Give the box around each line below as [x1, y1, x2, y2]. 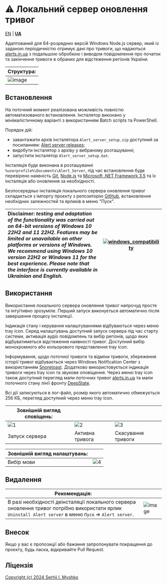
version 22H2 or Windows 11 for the [7, 253, 97, 260]
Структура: [7, 68, 36, 75]
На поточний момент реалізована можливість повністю [5, 106, 124, 113]
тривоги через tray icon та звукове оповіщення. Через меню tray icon [5, 369, 153, 375]
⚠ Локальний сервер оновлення [5, 3, 148, 15]
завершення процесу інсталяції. [5, 313, 74, 319]
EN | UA [5, 30, 21, 36]
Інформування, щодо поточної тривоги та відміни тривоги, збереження [5, 353, 157, 360]
